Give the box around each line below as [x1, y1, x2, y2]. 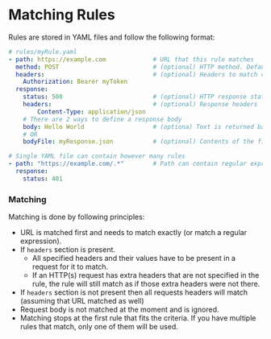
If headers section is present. [19, 245, 115, 254]
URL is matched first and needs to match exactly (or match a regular [19, 228, 248, 238]
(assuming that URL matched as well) [19, 296, 144, 306]
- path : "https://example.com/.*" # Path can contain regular [8, 159, 248, 168]
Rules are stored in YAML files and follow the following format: [8, 32, 215, 42]
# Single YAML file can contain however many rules [8, 152, 186, 160]
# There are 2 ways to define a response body [23, 115, 182, 123]
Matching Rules [8, 6, 115, 24]
